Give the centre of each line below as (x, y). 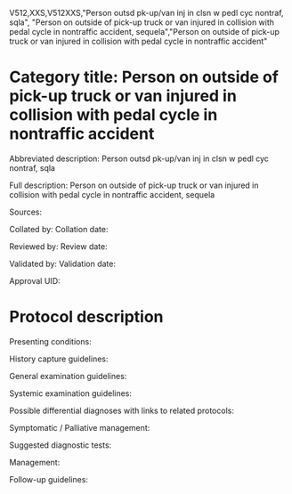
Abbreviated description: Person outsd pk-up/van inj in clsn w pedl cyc (139, 158)
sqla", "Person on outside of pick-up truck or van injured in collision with (142, 22)
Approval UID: (35, 280)
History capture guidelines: (59, 359)
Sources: (26, 212)
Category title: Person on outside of (144, 77)
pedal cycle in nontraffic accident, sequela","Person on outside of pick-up (145, 32)
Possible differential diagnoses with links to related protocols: (122, 410)
